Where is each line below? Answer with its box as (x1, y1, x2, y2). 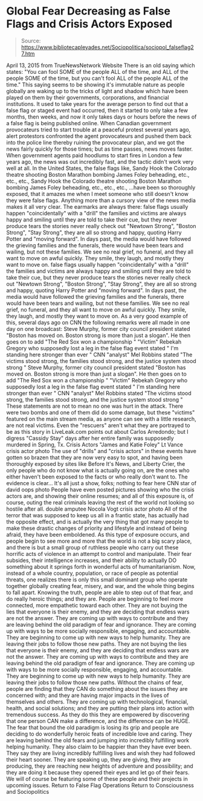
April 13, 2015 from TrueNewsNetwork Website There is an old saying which (6, 62, 195, 69)
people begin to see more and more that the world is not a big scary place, (6, 537, 192, 544)
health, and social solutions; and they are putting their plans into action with (6, 704, 195, 711)
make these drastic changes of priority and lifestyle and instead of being (6, 525, 187, 532)
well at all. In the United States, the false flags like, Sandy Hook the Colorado (6, 165, 197, 172)
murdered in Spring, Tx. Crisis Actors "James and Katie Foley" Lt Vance (6, 440, 183, 448)
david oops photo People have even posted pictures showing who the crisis (6, 486, 195, 493)
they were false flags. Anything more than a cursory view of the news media (6, 197, 196, 204)
